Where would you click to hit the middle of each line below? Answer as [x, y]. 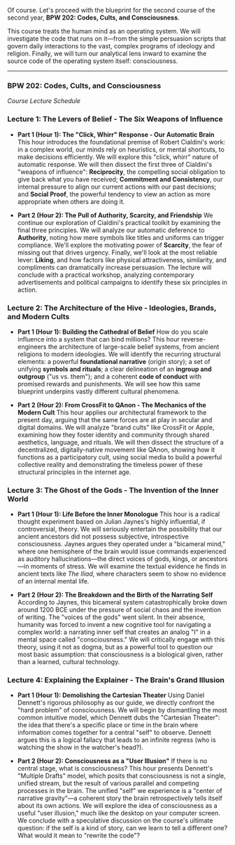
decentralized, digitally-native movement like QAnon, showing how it [116, 449]
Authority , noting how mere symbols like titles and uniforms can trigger [121, 237]
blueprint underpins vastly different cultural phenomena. [99, 391]
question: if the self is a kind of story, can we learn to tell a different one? [122, 828]
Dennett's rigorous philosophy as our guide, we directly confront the [116, 703]
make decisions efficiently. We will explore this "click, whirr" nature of [118, 156]
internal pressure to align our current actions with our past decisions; [117, 187]
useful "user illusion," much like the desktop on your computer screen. [119, 813]
